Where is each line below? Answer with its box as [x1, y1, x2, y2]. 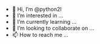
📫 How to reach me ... [12, 32, 68, 38]
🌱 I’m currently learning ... [12, 18, 77, 25]
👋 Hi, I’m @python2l [12, 6, 62, 12]
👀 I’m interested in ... [12, 12, 64, 19]
